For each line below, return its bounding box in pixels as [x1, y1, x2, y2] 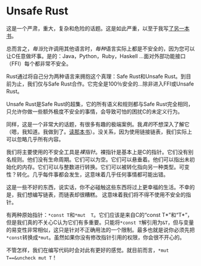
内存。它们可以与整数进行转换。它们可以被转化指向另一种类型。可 [22, 163, 184, 170]
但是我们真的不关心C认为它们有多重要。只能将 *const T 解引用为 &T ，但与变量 [6, 219, 194, 226]
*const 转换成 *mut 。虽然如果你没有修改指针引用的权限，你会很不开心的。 [6, 234, 185, 241]
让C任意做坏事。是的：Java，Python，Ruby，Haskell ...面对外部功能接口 [6, 52, 186, 59]
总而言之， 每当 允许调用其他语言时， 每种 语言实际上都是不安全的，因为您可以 [6, 45, 195, 52]
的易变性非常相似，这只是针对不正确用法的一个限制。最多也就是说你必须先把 [6, 226, 195, 233]
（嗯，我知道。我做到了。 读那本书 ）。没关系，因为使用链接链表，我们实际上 [6, 128, 193, 135]
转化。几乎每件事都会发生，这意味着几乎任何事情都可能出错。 [16, 171, 169, 178]
